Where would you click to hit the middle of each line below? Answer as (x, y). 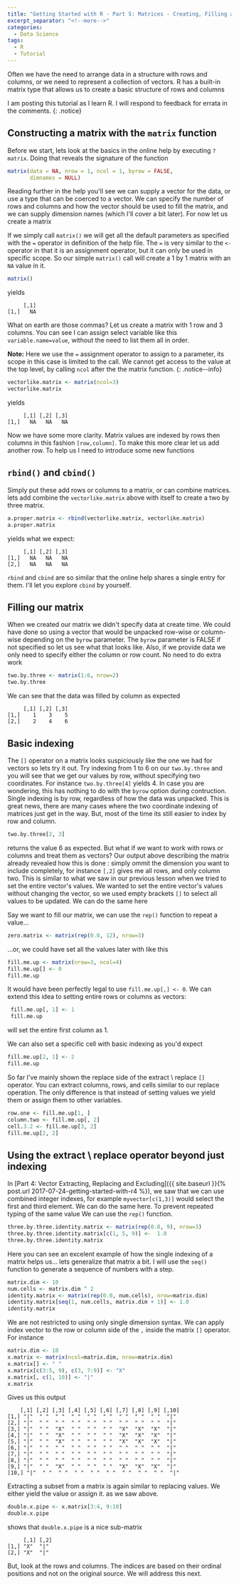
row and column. (32, 821)
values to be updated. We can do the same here (78, 901)
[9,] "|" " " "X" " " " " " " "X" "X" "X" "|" (92, 1467)
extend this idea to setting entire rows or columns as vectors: (97, 997)
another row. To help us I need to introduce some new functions (101, 451)
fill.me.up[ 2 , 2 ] (33, 1133)
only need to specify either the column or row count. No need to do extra (115, 655)
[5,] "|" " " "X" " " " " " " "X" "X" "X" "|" (92, 1442)
